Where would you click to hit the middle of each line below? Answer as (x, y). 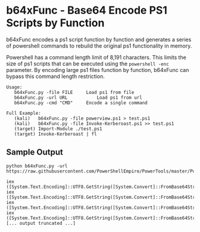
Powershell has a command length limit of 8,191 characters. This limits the (96, 57)
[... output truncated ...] (41, 223)
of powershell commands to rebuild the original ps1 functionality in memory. (99, 46)
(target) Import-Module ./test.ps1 (58, 128)
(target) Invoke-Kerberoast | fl (55, 134)
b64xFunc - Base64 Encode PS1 (87, 10)
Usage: (14, 87)
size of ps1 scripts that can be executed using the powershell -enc (88, 64)
